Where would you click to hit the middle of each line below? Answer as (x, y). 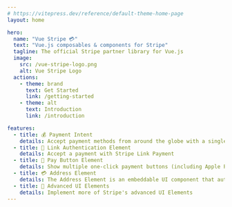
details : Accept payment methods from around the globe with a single (123, 141)
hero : (15, 32)
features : (21, 128)
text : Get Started (52, 90)
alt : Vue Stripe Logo (50, 71)
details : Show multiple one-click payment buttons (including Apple (120, 167)
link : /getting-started (60, 97)
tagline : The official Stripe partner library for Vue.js (99, 52)
